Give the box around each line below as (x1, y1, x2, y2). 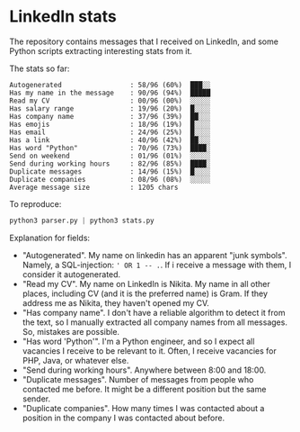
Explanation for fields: (9, 232, 91, 243)
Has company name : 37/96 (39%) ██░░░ (9, 112, 211, 121)
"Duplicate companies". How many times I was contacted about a (22, 402, 265, 413)
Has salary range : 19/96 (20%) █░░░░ (9, 103, 211, 113)
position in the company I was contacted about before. (22, 412, 225, 423)
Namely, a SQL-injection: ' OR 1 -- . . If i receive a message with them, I (22, 259, 292, 270)
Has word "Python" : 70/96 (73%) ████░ (9, 143, 211, 152)
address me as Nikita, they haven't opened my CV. (22, 297, 209, 308)
